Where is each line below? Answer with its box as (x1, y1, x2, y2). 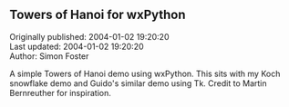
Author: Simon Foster (9, 50, 89, 62)
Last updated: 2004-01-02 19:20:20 (9, 41, 144, 52)
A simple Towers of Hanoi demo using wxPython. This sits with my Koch (9, 68, 281, 79)
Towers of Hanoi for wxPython (9, 7, 186, 23)
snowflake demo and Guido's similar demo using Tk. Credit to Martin (9, 77, 267, 89)
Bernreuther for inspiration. (9, 87, 111, 98)
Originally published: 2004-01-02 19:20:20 (9, 31, 170, 42)
